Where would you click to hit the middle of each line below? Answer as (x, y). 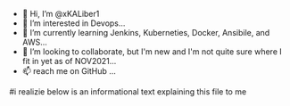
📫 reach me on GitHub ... (69, 71)
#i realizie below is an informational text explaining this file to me (128, 92)
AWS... (34, 42)
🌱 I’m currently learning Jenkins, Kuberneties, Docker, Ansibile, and (146, 33)
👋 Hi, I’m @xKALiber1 (61, 14)
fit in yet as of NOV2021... (69, 61)
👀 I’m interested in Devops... (74, 23)
